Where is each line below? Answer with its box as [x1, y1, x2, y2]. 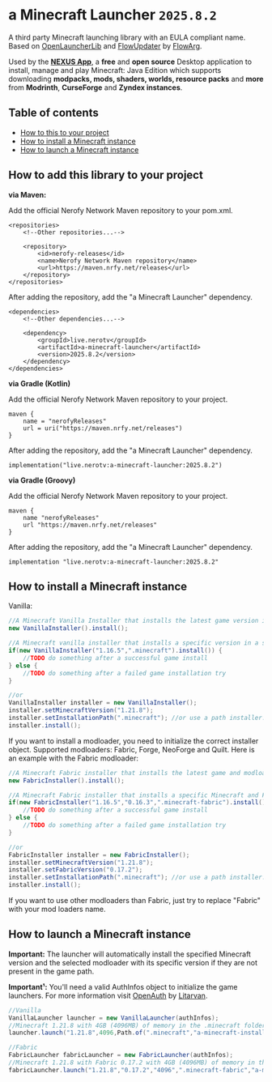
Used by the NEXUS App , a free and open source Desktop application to [8, 57, 253, 66]
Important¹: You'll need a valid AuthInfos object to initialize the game [8, 982, 238, 991]
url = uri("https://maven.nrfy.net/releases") [23, 424, 183, 432]
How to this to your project [19, 127, 109, 137]
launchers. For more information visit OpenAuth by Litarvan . [8, 990, 208, 1000]
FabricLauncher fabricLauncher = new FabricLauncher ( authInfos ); [8, 1051, 233, 1059]
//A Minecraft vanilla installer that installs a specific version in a [8, 639, 259, 647]
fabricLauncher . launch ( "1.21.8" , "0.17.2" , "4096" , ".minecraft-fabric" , [8, 1066, 252, 1074]
